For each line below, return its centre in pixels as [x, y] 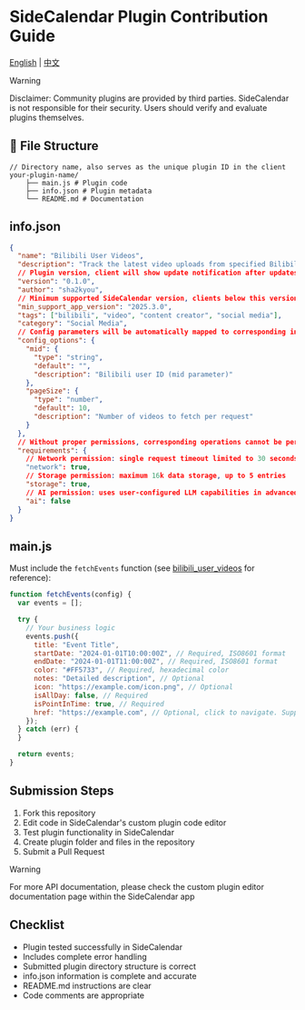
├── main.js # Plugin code [77, 183]
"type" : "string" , [68, 357]
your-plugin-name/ [44, 175]
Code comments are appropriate [84, 995]
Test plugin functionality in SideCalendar [98, 832]
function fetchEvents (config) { [70, 595]
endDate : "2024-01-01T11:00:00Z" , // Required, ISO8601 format [156, 662]
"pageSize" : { [52, 391]
